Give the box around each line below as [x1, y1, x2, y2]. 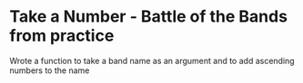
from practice [9, 25, 115, 46]
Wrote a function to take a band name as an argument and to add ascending [9, 55, 295, 66]
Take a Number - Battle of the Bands [9, 6, 288, 27]
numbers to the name [9, 65, 90, 76]
